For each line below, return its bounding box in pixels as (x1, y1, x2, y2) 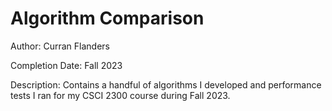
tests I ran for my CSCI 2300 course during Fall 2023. (10, 89, 231, 101)
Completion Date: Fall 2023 (10, 59, 123, 71)
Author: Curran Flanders (10, 40, 110, 52)
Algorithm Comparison (10, 7, 205, 30)
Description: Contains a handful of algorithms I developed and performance (10, 78, 322, 91)
